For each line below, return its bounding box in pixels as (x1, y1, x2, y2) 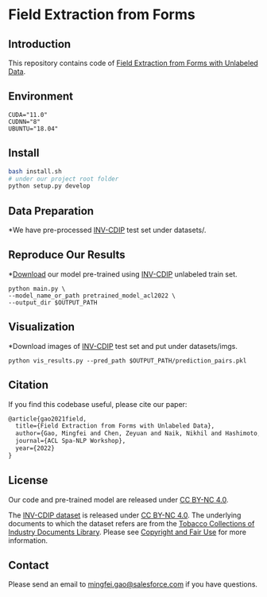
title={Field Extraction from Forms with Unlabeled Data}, (15, 422, 215, 430)
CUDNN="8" (8, 118, 41, 126)
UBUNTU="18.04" (8, 125, 59, 133)
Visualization (8, 320, 75, 334)
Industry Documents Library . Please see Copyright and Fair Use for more (8, 527, 246, 537)
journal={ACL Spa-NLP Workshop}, (15, 437, 126, 445)
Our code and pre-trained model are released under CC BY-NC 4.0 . (8, 494, 229, 504)
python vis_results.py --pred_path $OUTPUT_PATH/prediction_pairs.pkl (8, 356, 247, 365)
